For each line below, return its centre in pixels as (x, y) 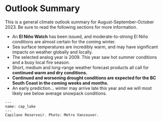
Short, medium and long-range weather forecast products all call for (81, 67)
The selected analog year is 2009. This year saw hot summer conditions (84, 57)
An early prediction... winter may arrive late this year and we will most (82, 88)
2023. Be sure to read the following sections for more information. (71, 27)
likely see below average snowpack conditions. (59, 93)
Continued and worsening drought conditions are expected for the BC (84, 78)
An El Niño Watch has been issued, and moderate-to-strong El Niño (80, 36)
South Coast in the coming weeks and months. (60, 83)
